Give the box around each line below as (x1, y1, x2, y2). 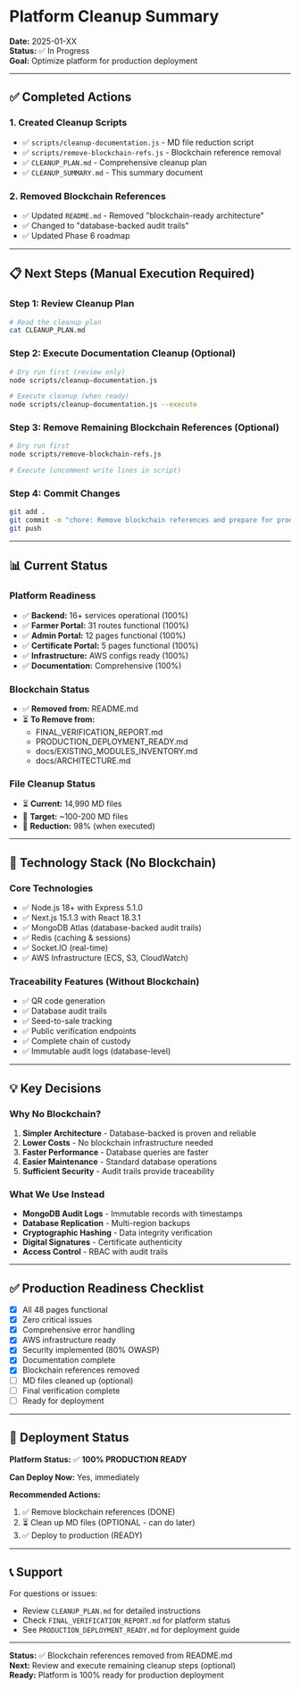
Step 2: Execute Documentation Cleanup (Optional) (9, 347, 237, 359)
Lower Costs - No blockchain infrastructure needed (21, 1137, 213, 1147)
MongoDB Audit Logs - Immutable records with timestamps (21, 1208, 243, 1219)
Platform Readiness (9, 590, 96, 602)
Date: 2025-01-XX (9, 36, 78, 46)
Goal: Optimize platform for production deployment (9, 55, 198, 66)
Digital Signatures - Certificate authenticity (21, 1237, 183, 1248)
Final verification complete (21, 1385, 121, 1396)
